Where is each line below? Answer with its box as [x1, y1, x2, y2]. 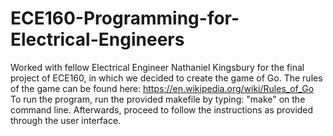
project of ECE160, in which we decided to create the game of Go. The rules [10, 72, 323, 84]
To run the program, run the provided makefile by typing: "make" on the [10, 93, 306, 105]
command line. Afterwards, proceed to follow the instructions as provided [10, 103, 314, 116]
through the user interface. [10, 114, 122, 126]
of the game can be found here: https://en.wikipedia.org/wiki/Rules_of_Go [10, 82, 315, 94]
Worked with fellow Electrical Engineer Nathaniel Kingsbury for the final [10, 61, 305, 73]
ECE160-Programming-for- [10, 7, 240, 30]
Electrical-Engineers [10, 28, 185, 51]
